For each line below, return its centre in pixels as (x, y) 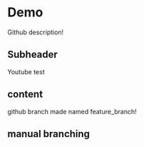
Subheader (33, 55)
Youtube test (26, 71)
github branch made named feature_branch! (72, 111)
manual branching (49, 134)
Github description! (36, 32)
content (25, 95)
